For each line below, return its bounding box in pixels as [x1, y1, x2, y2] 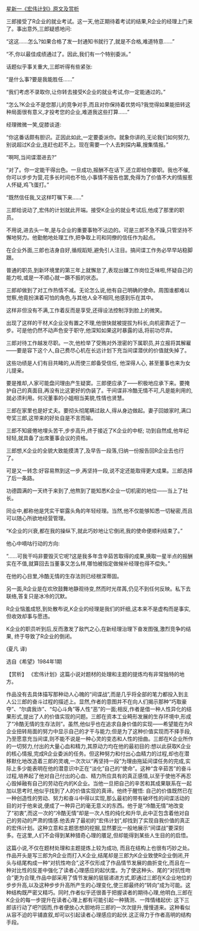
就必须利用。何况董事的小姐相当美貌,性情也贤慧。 [6, 395, 128, 401]
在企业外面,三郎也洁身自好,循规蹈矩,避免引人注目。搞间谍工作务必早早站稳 [6, 247, 188, 254]
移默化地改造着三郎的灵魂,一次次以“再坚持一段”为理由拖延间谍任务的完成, [6, 758, 186, 765]
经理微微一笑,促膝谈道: [6, 121, 62, 128]
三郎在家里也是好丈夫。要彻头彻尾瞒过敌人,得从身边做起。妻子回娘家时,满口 [6, 407, 192, 414]
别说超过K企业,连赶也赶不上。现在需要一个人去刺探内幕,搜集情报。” [6, 141, 169, 148]
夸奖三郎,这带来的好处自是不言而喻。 [6, 415, 97, 421]
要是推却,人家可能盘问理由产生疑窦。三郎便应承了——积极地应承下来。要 [6, 380, 185, 386]
